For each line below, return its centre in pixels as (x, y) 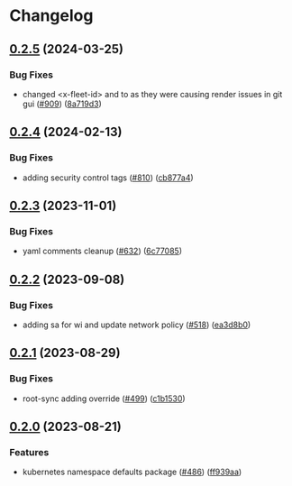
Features (29, 452)
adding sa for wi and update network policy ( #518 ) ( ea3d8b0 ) (137, 325)
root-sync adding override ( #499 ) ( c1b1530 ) (104, 399)
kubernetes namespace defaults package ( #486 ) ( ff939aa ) (132, 472)
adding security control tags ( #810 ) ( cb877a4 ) (108, 178)
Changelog (51, 16)
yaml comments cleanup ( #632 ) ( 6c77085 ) (102, 251)
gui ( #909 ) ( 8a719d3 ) (62, 104)
